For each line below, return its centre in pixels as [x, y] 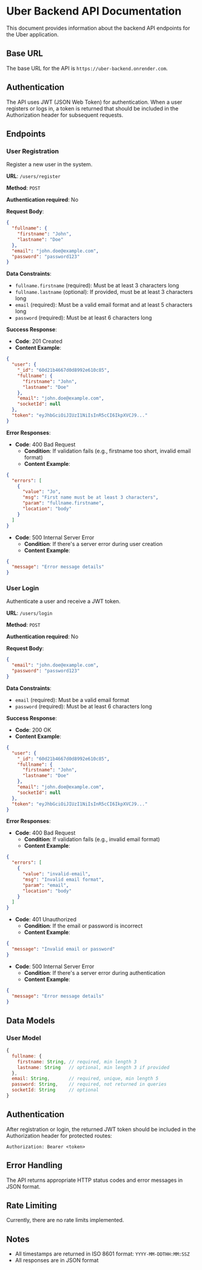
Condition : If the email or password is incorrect [83, 926]
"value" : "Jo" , [42, 492]
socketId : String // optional [55, 1090]
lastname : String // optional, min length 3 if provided [93, 1067]
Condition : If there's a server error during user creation [93, 544]
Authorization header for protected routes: [59, 1135]
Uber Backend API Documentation [94, 11]
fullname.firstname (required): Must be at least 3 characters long [97, 285]
